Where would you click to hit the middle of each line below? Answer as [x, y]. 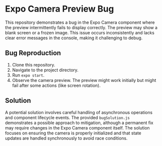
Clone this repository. [34, 65]
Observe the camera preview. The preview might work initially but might [84, 80]
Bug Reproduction [33, 53]
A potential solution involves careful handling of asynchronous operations [79, 112]
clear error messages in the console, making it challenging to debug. [74, 38]
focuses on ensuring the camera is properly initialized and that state [73, 133]
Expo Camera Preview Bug [60, 9]
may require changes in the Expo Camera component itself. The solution [77, 128]
